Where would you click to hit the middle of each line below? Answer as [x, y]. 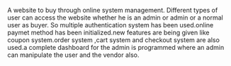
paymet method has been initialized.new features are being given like [108, 32]
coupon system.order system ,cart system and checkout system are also [113, 40]
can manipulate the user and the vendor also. [73, 55]
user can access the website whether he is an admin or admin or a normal [115, 18]
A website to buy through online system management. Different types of [113, 10]
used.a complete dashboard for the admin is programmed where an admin [116, 47]
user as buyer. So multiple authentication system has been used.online [111, 25]
